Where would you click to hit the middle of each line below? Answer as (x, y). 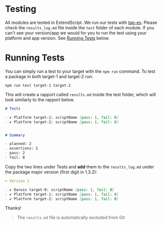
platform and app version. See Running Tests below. (57, 38)
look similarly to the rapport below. (40, 100)
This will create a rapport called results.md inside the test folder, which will (81, 94)
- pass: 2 (15, 153)
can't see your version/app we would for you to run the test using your (76, 33)
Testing (21, 9)
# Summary (15, 135)
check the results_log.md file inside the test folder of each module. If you (80, 27)
